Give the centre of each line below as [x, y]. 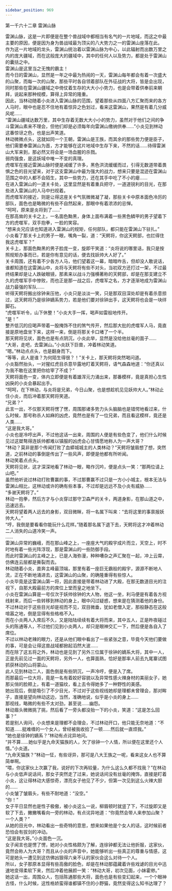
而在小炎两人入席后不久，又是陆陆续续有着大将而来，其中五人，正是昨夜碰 [84, 620]
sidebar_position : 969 [29, 10]
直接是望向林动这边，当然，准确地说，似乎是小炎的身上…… [77, 697]
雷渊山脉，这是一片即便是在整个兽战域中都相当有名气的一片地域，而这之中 [84, 36]
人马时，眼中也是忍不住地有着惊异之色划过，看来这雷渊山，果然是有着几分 [84, 107]
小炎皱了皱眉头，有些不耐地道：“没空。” [47, 793]
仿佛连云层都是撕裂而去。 [32, 562]
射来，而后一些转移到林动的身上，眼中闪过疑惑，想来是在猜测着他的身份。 [88, 600]
